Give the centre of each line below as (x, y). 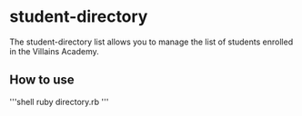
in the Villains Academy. (54, 51)
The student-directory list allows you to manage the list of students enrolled (151, 42)
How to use (42, 80)
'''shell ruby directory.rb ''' (59, 101)
